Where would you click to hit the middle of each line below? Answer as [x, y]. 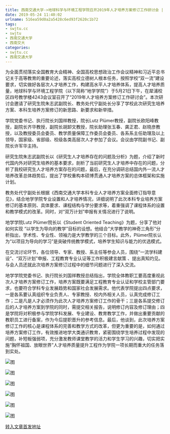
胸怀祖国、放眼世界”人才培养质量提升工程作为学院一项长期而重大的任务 [86, 345]
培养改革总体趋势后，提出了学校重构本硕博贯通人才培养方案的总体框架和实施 [85, 176]
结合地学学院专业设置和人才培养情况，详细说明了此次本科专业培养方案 [89, 199]
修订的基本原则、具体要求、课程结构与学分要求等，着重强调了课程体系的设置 [85, 205]
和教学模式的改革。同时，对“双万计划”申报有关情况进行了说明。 [72, 212]
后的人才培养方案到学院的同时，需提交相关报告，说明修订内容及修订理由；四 [85, 307]
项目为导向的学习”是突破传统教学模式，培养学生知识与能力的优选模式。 [90, 241]
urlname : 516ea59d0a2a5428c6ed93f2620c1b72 [52, 19]
